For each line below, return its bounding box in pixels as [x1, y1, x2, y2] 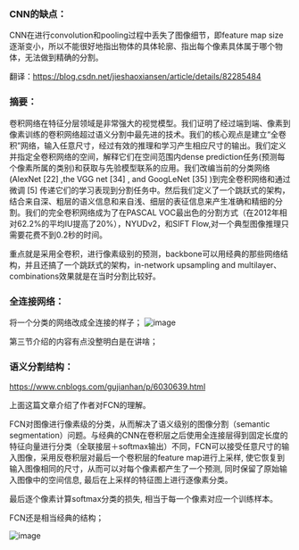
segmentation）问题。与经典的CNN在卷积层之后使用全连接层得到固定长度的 [9, 430, 288, 441]
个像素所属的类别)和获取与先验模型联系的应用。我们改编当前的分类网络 [9, 162, 270, 173]
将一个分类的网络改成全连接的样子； [9, 317, 143, 328]
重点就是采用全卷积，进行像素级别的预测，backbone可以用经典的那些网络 [9, 248, 281, 259]
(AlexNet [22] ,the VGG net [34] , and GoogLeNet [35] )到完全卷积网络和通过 [9, 173, 291, 184]
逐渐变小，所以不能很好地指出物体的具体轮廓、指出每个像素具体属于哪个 [9, 41, 275, 52]
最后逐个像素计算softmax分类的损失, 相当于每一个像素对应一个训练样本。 [9, 494, 278, 504]
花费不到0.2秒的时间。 [24, 229, 108, 240]
